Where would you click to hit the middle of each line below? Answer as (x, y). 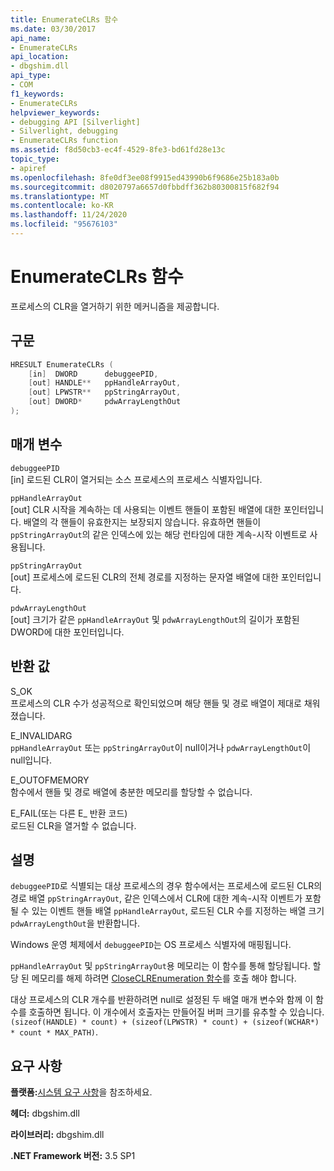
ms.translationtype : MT (60, 196)
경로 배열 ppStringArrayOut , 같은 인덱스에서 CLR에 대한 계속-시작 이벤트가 (156, 898)
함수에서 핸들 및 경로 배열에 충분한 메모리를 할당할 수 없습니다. (131, 792)
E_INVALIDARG (41, 735)
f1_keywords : (37, 94)
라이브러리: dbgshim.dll (57, 1135)
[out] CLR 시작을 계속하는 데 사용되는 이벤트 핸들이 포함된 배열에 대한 (146, 509)
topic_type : (35, 159)
